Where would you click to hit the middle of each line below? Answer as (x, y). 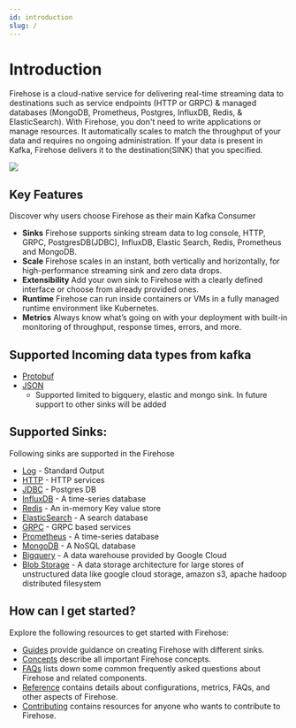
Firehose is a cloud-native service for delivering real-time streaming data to (147, 94)
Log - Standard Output (63, 471)
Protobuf (38, 376)
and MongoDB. (49, 252)
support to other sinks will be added (101, 404)
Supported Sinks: (58, 432)
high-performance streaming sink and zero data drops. (122, 271)
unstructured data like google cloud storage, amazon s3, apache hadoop (154, 574)
